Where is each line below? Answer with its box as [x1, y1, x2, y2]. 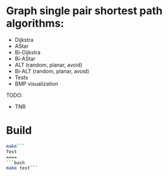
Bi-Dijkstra [14, 48, 41, 56]
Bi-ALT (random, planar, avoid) [14, 67, 90, 74]
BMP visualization [14, 80, 59, 87]
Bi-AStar [14, 55, 35, 62]
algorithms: [6, 17, 64, 30]
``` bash [6, 159, 25, 166]
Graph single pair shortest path [6, 4, 163, 18]
